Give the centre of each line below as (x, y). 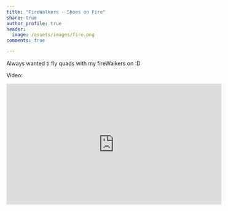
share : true (22, 18)
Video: (15, 75)
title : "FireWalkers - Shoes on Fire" (56, 12)
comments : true (26, 40)
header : (16, 29)
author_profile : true (34, 23)
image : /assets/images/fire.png (53, 35)
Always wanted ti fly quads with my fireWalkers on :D (73, 63)
